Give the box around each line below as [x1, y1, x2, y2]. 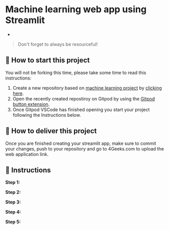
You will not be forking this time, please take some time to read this [5, 69, 147, 75]
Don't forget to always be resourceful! [17, 41, 98, 47]
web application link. [5, 151, 49, 157]
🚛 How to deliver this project [5, 126, 97, 136]
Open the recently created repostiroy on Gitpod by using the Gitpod [12, 95, 155, 101]
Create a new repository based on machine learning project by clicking [12, 85, 162, 91]
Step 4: [5, 209, 21, 215]
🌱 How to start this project [5, 56, 90, 65]
